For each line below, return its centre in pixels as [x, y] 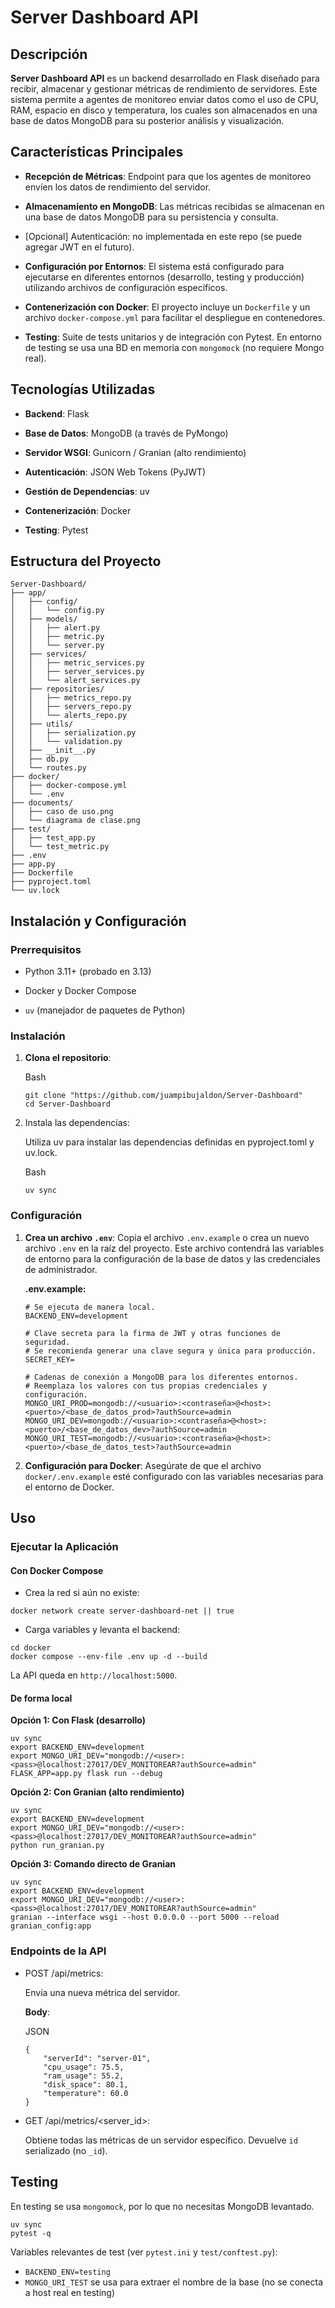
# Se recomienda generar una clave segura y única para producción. [170, 1351]
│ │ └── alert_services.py [75, 681]
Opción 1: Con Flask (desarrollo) [78, 1720]
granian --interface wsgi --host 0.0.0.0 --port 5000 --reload [145, 1917]
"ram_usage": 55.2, [84, 2076]
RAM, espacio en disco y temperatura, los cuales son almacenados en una [164, 110]
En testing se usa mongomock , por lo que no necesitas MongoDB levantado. [162, 2206]
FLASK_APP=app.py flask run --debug [86, 1774]
